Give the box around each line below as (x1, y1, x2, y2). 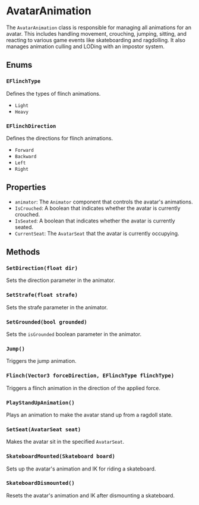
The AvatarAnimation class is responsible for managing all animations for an (6, 24, 192, 31)
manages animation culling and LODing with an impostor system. (6, 43, 165, 50)
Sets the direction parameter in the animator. (6, 277, 116, 284)
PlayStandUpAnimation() (6, 399, 75, 406)
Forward (14, 147, 34, 153)
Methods (6, 247, 40, 257)
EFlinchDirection (6, 123, 56, 129)
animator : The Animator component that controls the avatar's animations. (14, 198, 193, 205)
